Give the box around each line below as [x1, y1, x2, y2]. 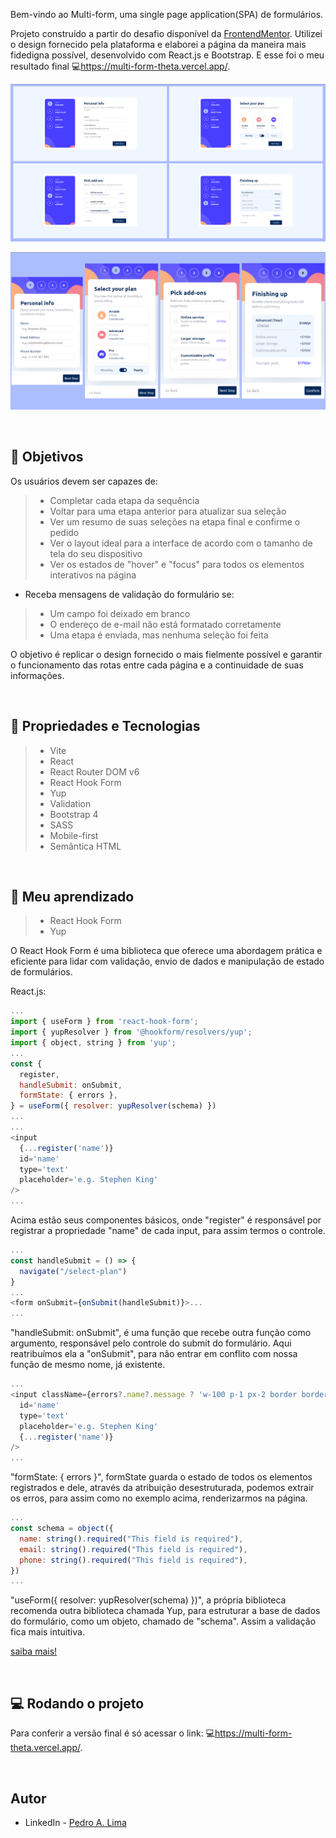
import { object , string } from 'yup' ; [10, 1038, 177, 1048]
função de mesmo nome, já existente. [10, 1359, 166, 1371]
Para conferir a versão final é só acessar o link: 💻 [10, 1727, 216, 1739]
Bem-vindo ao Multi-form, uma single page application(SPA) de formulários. [10, 9, 324, 20]
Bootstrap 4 [49, 808, 99, 820]
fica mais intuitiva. [10, 1626, 85, 1638]
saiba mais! [10, 1645, 58, 1658]
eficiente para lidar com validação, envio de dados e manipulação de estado [10, 955, 325, 968]
